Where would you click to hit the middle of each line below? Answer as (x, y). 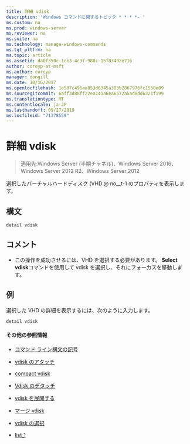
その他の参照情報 (27, 335)
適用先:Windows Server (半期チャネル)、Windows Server (89, 164)
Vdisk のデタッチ (35, 385)
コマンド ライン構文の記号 (46, 349)
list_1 (20, 435)
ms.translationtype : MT (35, 99)
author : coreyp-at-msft (35, 66)
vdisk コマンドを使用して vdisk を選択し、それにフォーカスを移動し (96, 267)
